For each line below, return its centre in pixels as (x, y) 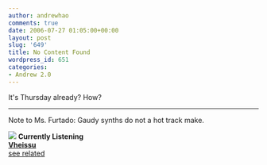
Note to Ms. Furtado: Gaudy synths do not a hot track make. (106, 120)
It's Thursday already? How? (55, 97)
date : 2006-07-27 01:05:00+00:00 (64, 30)
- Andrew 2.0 (30, 75)
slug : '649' (28, 45)
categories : (28, 67)
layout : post (30, 38)
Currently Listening (51, 136)
